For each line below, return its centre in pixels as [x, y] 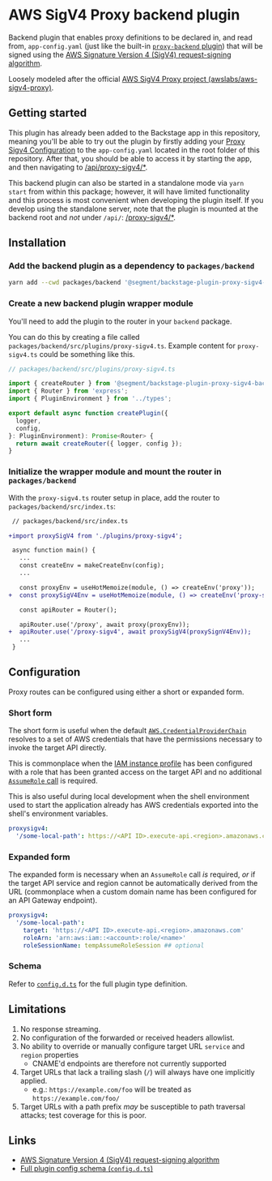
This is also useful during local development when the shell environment [129, 797]
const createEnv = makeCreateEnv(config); [91, 565]
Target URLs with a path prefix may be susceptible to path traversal [132, 1106]
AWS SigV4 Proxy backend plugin [124, 15]
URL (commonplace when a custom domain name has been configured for [133, 892]
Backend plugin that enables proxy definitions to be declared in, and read [131, 37]
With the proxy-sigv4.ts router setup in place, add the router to [114, 497]
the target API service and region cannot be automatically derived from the [133, 883]
